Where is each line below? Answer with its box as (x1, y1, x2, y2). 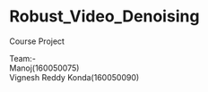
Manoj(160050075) (9, 63, 80, 73)
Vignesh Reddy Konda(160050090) (9, 71, 140, 82)
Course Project (9, 36, 65, 46)
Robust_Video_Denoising (9, 6, 200, 27)
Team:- (9, 53, 36, 63)
